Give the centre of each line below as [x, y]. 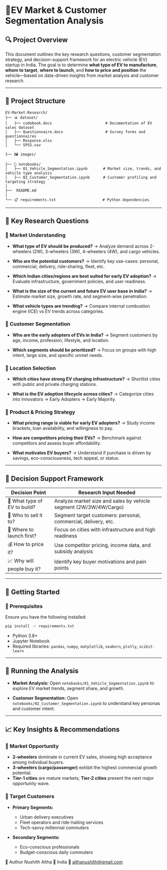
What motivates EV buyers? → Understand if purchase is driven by [82, 453]
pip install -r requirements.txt [40, 626]
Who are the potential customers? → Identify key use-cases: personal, [85, 261]
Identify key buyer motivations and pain [100, 561]
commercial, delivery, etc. [84, 522]
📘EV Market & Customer [56, 10]
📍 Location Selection [31, 368]
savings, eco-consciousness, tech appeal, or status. [66, 458]
